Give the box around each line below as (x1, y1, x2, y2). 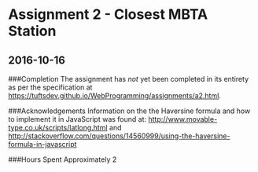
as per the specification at (8, 82, 93, 92)
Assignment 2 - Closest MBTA (8, 5, 208, 24)
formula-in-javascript (8, 140, 77, 148)
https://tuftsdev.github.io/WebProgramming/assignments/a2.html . (8, 91, 222, 100)
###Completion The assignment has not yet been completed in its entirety (8, 75, 249, 83)
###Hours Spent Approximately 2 (8, 155, 117, 164)
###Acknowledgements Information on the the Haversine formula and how (8, 106, 251, 115)
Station (8, 22, 57, 40)
